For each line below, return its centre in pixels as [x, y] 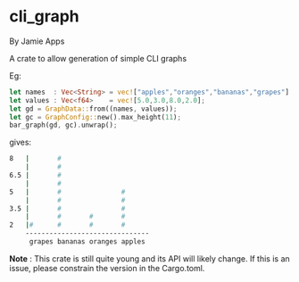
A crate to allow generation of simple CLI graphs [98, 58]
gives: [21, 142]
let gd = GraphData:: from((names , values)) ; [93, 109]
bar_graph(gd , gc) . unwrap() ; [63, 125]
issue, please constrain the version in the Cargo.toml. [107, 268]
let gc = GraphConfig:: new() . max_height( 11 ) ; [95, 117]
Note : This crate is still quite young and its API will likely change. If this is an [149, 258]
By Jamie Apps [37, 41]
